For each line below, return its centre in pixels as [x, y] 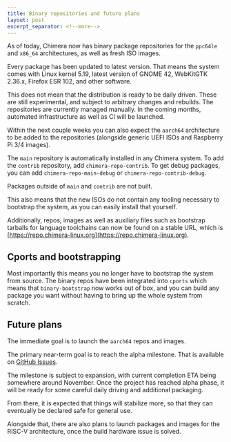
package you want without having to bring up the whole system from [105, 296]
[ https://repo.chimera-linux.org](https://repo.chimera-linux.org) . [98, 235]
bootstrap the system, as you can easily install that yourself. [92, 207]
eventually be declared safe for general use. [70, 411]
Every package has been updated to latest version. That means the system [113, 67]
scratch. [19, 303]
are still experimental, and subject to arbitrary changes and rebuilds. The [110, 102]
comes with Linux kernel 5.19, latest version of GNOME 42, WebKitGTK [108, 74]
